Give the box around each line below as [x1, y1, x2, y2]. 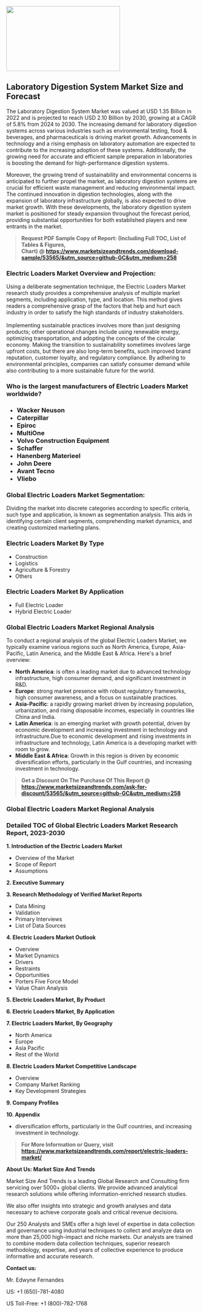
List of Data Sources [15, 922, 67, 929]
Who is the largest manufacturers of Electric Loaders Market [6, 382, 188, 390]
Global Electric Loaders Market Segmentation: [6, 490, 145, 499]
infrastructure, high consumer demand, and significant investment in [15, 675, 187, 682]
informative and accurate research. [6, 1253, 94, 1260]
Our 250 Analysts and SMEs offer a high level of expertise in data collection [6, 1220, 195, 1228]
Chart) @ [21, 247, 45, 255]
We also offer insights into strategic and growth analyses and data [6, 1202, 171, 1210]
